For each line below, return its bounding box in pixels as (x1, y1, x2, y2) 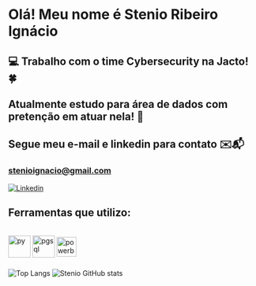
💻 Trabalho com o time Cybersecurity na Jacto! (8, 54, 249, 68)
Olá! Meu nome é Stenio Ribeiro (8, 6, 219, 24)
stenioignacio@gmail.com (8, 165, 112, 176)
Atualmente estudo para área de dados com (8, 97, 228, 111)
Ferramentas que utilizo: (8, 206, 131, 220)
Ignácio (8, 22, 58, 40)
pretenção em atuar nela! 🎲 (8, 110, 145, 123)
